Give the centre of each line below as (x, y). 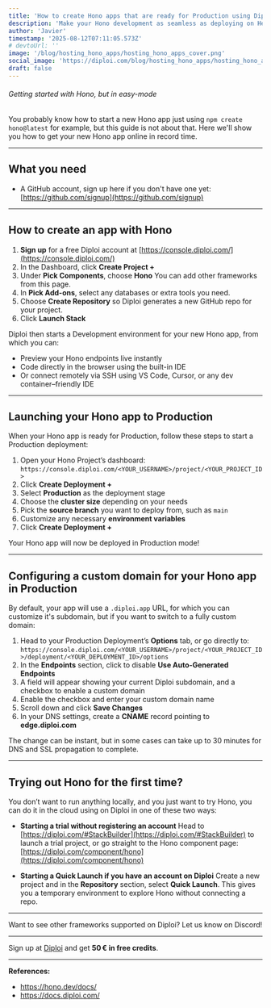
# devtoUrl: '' (34, 46)
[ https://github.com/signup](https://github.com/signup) (112, 197)
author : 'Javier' (38, 31)
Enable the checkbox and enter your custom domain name (117, 700)
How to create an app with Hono (90, 230)
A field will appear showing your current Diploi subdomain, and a (127, 682)
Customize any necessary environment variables (102, 519)
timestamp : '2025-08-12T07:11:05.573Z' (75, 38)
